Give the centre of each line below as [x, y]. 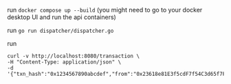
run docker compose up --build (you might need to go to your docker [105, 10]
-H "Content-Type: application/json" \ [64, 62]
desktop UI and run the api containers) [62, 17]
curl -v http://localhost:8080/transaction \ [73, 56]
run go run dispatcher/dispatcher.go [60, 30]
